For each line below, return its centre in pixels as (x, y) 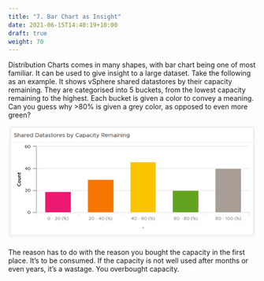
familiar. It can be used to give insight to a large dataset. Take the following (130, 73)
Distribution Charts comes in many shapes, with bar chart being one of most (132, 65)
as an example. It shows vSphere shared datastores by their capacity (120, 82)
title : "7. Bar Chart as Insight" (65, 17)
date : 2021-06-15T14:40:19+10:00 (63, 25)
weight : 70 (26, 42)
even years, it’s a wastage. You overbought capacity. (94, 268)
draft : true (28, 33)
